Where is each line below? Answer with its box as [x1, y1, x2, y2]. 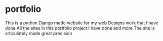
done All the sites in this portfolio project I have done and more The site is [5, 25, 155, 31]
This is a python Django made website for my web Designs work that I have [5, 20, 159, 26]
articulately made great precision [5, 30, 73, 36]
